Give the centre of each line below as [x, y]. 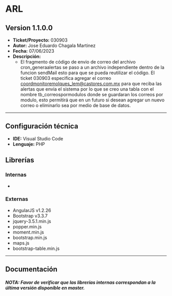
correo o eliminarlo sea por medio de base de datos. [76, 105]
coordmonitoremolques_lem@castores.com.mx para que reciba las [91, 83]
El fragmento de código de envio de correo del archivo [78, 62]
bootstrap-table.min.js [36, 248]
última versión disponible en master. [45, 288]
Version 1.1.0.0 [29, 28]
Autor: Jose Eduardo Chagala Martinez [54, 46]
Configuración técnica [42, 126]
